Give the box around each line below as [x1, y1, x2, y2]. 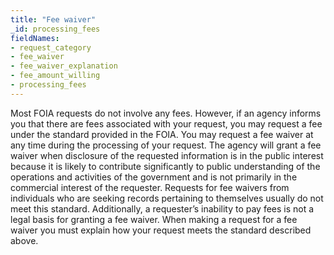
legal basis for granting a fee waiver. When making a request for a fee [10, 213, 298, 225]
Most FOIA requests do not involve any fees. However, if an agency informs [10, 107, 322, 119]
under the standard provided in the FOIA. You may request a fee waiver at [10, 128, 314, 140]
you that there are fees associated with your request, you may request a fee [10, 117, 323, 130]
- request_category [10, 42, 92, 53]
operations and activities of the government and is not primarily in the [10, 171, 298, 183]
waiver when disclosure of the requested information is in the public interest [10, 149, 324, 161]
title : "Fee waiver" [10, 14, 97, 25]
